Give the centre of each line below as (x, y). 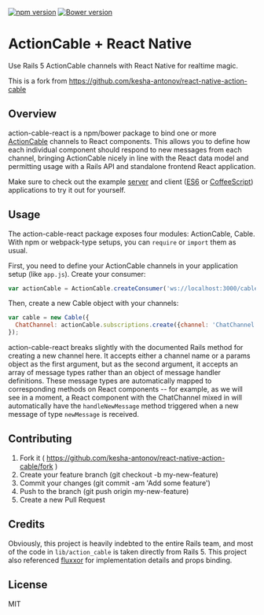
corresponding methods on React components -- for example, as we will (126, 389)
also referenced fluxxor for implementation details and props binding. (120, 560)
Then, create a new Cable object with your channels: (93, 304)
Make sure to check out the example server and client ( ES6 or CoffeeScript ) (131, 182)
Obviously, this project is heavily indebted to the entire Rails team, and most (131, 543)
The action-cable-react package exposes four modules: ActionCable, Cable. (132, 234)
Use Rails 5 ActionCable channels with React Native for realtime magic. (123, 65)
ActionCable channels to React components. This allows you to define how (129, 141)
